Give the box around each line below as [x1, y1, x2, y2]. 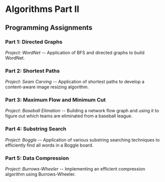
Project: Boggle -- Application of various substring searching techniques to [5, 137, 160, 143]
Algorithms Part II [5, 3, 79, 15]
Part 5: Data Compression [5, 155, 69, 162]
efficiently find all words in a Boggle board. [5, 142, 93, 148]
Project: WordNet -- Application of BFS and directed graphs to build [5, 49, 145, 55]
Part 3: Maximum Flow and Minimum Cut [5, 96, 106, 103]
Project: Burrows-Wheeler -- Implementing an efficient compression [5, 166, 145, 172]
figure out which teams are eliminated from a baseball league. [5, 113, 132, 119]
